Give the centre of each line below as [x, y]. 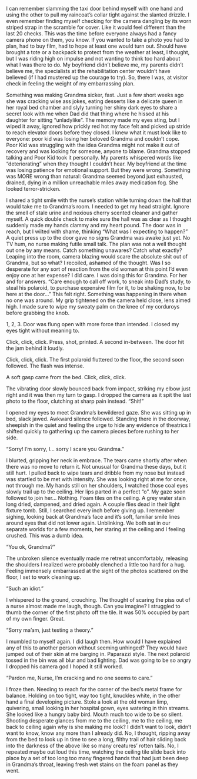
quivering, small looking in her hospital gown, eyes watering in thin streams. [98, 708]
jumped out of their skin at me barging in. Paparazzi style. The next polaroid [98, 654]
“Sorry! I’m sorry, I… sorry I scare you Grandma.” [65, 449]
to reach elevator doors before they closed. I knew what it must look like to [96, 132]
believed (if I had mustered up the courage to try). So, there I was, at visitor [97, 77]
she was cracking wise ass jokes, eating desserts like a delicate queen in [95, 101]
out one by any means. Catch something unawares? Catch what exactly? [94, 250]
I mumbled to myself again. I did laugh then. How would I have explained [94, 642]
